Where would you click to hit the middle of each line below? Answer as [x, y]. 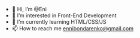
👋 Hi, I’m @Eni [29, 9]
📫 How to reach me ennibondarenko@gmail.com [73, 28]
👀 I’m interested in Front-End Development [64, 15]
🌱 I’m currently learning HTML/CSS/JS [59, 22]
